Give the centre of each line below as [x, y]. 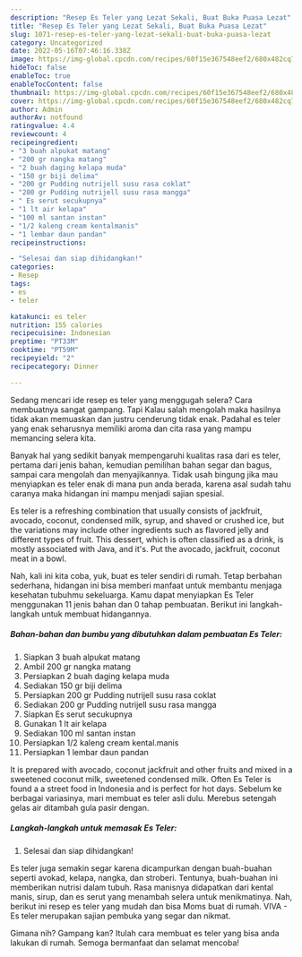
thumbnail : [30, 92]
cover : [22, 101]
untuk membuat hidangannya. [96, 614]
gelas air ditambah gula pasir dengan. [80, 807]
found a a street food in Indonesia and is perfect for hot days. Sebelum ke [146, 789]
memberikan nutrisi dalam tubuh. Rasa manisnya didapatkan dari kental [142, 887]
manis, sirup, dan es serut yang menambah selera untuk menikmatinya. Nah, [151, 896]
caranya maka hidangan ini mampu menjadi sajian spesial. [117, 493]
